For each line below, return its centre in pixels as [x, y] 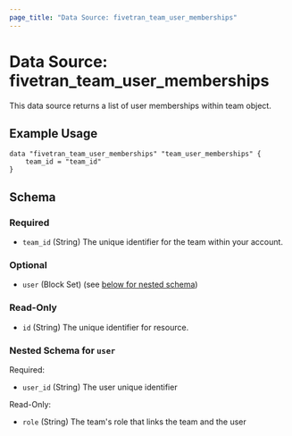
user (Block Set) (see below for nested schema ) [110, 285]
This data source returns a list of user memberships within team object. [141, 105]
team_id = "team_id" [63, 162]
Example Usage [54, 134]
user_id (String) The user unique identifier [100, 387]
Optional [28, 264]
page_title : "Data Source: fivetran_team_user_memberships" [124, 17]
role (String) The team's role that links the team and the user [134, 422]
